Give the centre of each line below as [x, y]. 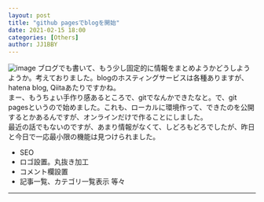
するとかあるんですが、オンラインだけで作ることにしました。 [108, 117]
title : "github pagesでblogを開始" [64, 23]
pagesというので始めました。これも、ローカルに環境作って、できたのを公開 [131, 108]
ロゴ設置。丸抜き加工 [54, 162]
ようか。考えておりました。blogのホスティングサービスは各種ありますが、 [128, 78]
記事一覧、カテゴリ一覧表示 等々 [72, 182]
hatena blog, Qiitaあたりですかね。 [64, 88]
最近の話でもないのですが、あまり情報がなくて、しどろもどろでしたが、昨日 [132, 127]
